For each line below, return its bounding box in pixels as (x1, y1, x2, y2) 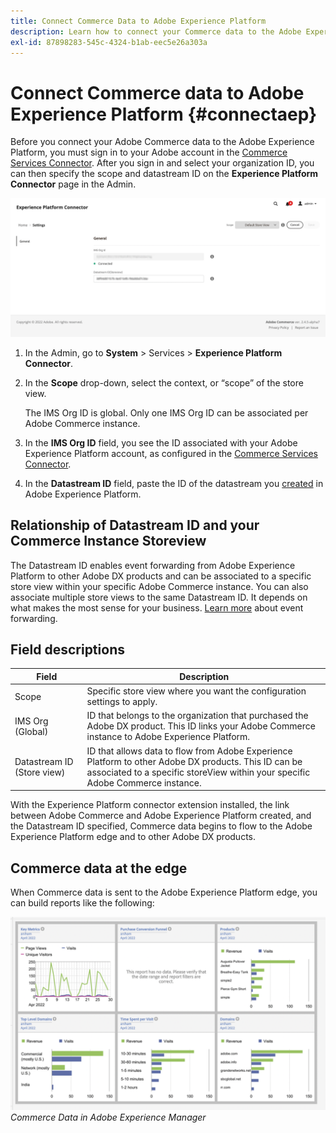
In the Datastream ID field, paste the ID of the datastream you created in (24, 477, 324, 489)
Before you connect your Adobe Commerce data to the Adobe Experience (10, 136, 315, 148)
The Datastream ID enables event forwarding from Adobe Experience (10, 559, 296, 571)
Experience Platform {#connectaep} (10, 103, 318, 125)
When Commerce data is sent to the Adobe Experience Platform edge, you (10, 886, 318, 898)
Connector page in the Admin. (10, 178, 137, 190)
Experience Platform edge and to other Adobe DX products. (10, 831, 256, 843)
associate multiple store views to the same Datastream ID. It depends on (10, 591, 308, 603)
